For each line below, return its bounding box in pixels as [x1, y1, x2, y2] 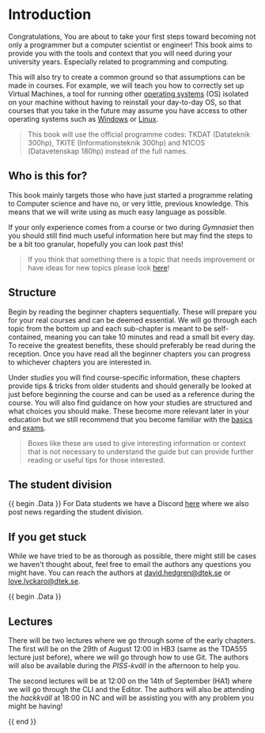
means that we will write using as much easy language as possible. [8, 207, 227, 217]
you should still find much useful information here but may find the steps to [8, 231, 253, 240]
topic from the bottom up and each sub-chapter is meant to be [8, 323, 212, 333]
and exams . [8, 423, 46, 433]
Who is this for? [8, 169, 88, 183]
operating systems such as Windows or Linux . [8, 114, 159, 123]
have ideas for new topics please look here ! [27, 263, 170, 272]
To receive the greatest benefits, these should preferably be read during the [8, 340, 256, 349]
